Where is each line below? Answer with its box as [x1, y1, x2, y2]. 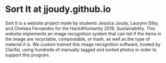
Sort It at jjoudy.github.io [5, 3, 111, 15]
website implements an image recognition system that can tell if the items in [5, 30, 161, 36]
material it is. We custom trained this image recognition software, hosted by [5, 41, 161, 47]
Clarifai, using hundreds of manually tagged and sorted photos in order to [5, 46, 157, 52]
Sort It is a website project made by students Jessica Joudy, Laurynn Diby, [5, 20, 159, 26]
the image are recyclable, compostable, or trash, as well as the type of [5, 36, 150, 42]
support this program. [5, 51, 50, 58]
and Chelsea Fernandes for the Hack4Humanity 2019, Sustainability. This [5, 25, 155, 31]
